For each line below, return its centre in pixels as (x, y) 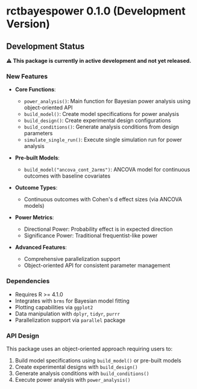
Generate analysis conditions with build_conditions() (82, 373)
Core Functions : (35, 89)
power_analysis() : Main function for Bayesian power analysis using (107, 101)
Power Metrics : (34, 217)
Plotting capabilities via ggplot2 (54, 307)
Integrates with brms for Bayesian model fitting (72, 301)
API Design (23, 335)
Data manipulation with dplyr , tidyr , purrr (67, 313)
